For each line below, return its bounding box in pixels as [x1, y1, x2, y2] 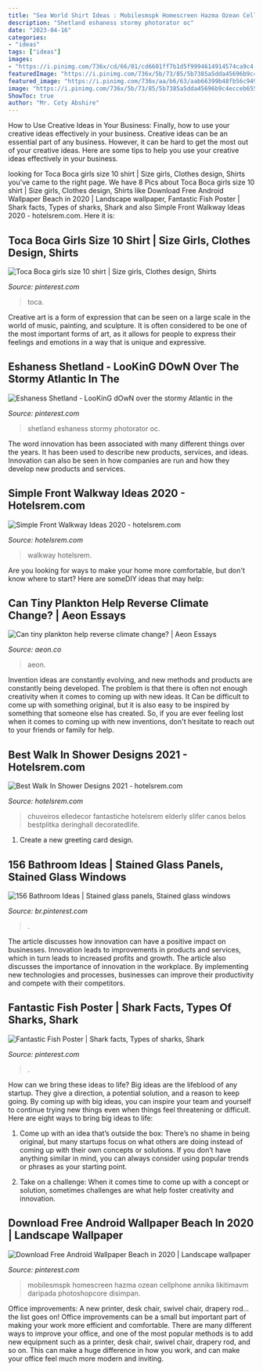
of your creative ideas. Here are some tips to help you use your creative [8, 146, 240, 155]
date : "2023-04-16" [8, 26, 72, 34]
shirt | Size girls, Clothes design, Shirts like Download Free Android [8, 186, 225, 196]
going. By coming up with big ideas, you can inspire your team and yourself [8, 1096, 252, 1106]
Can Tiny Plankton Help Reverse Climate [8, 596, 209, 609]
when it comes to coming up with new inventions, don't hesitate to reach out [8, 717, 254, 726]
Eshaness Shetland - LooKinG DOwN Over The [8, 360, 240, 374]
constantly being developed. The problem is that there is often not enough [8, 684, 248, 693]
